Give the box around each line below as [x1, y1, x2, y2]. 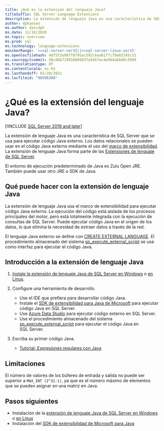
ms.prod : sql [5, 39, 32, 44]
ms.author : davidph [5, 25, 45, 30]
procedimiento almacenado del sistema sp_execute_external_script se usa [5, 239, 154, 244]
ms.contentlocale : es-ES [5, 67, 56, 72]
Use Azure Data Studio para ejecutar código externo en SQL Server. [19, 311, 156, 316]
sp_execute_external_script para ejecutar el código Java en [19, 321, 139, 327]
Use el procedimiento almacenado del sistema [19, 316, 113, 322]
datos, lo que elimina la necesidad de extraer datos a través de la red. [5, 224, 145, 230]
